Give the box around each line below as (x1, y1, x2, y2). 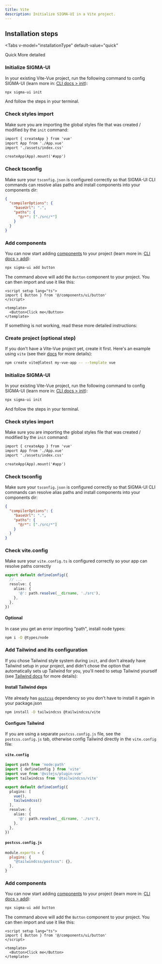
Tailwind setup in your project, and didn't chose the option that (5, 663, 130, 668)
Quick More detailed (5, 52, 45, 58)
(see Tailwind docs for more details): (5, 673, 78, 679)
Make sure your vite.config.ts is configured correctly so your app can (5, 558, 147, 564)
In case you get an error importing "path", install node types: (5, 626, 126, 631)
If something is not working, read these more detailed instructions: (5, 322, 137, 328)
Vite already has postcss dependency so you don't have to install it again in (5, 695, 155, 701)
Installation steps (5, 30, 59, 38)
